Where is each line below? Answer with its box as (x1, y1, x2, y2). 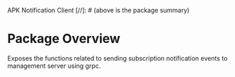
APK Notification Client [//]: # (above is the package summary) (7, 6, 190, 14)
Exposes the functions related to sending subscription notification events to (7, 54, 228, 62)
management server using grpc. (7, 61, 101, 70)
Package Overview (7, 31, 120, 47)
